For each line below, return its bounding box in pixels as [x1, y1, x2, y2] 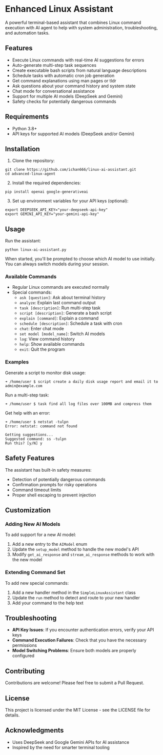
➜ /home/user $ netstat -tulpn [5, 419, 69, 424]
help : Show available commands [19, 341, 85, 347]
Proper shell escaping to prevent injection [12, 492, 96, 498]
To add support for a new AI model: [5, 532, 77, 537]
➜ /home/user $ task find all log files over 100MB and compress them [5, 401, 152, 406]
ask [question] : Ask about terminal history [19, 295, 106, 300]
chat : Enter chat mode [19, 326, 64, 332]
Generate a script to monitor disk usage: [5, 370, 86, 376]
